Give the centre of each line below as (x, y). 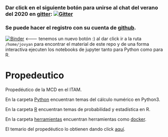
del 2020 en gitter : (29, 14)
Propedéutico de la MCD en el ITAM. (44, 90)
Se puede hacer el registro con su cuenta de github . (71, 28)
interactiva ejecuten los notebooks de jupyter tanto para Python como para (84, 49)
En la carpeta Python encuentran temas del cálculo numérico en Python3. (83, 100)
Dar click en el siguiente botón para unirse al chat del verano (82, 8)
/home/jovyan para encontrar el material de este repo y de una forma (77, 44)
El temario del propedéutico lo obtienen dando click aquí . (65, 129)
